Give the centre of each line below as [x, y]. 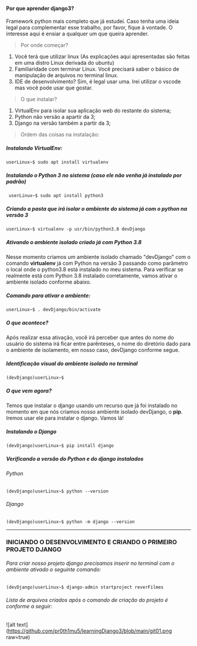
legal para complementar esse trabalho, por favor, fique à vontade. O [89, 28]
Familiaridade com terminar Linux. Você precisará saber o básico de [97, 69]
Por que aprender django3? [40, 8]
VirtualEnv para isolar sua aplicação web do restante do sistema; [93, 111]
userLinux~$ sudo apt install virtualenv [57, 162]
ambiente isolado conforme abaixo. [49, 282]
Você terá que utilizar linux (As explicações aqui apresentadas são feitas [102, 56]
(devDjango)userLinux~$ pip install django [60, 445]
